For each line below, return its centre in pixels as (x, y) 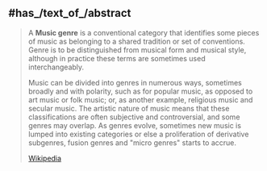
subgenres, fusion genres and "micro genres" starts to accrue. (132, 142)
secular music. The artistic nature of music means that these (129, 108)
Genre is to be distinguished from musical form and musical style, (137, 50)
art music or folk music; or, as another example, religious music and (140, 99)
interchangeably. (56, 67)
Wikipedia (45, 158)
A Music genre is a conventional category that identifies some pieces (144, 32)
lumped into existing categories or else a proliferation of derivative (138, 134)
